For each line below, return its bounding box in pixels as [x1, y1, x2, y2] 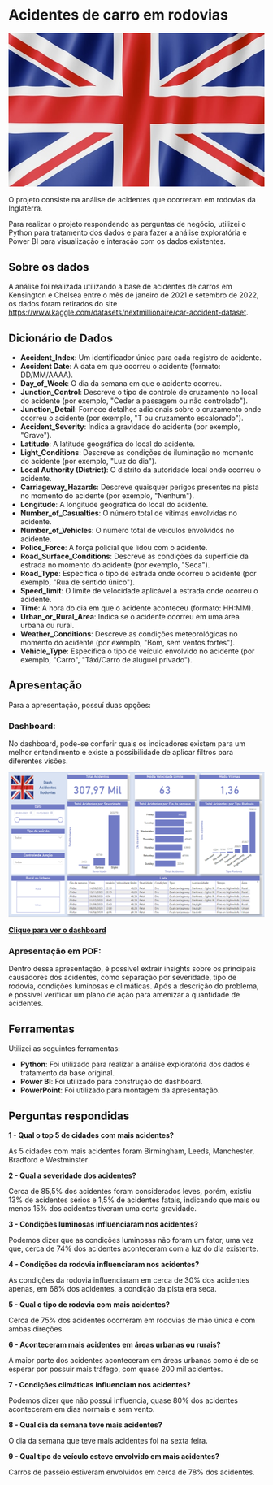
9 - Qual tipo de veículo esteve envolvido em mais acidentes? [8, 1451, 219, 1461]
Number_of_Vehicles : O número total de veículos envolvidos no [19, 525, 235, 535]
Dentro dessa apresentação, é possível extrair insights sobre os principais [8, 964, 257, 974]
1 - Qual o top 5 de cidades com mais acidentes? [8, 1130, 175, 1140]
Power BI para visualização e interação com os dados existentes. [8, 237, 226, 246]
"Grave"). [19, 430, 52, 440]
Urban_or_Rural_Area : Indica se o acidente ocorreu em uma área [19, 611, 240, 621]
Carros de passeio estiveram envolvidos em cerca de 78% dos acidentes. [8, 1467, 255, 1477]
